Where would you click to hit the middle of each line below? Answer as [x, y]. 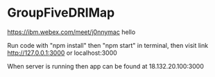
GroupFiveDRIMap [61, 13]
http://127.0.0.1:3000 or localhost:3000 [62, 53]
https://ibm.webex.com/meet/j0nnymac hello [71, 32]
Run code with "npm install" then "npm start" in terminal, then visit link [108, 45]
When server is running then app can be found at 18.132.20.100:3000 [106, 66]
